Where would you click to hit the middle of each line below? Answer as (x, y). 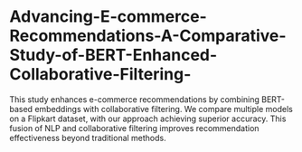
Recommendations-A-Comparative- (148, 36)
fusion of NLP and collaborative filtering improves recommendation (134, 128)
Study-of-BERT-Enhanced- (113, 55)
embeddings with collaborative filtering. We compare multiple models (164, 109)
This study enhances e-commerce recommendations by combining (135, 99)
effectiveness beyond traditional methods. (88, 138)
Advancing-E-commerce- (109, 17)
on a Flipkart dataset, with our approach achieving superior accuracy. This (148, 119)
